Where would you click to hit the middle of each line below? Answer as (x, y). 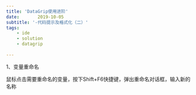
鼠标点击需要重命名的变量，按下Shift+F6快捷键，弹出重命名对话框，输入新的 (98, 79)
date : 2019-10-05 (35, 17)
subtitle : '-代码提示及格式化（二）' (47, 22)
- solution (30, 38)
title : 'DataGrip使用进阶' (37, 11)
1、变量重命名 (23, 66)
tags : (13, 28)
